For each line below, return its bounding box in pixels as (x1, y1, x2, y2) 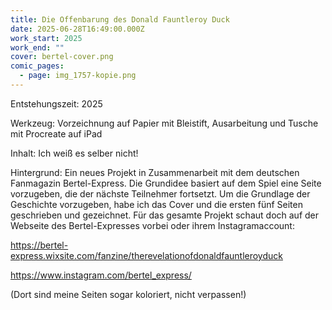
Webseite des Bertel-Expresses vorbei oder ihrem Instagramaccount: (10, 219, 295, 231)
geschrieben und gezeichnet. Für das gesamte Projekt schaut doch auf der (10, 209, 320, 221)
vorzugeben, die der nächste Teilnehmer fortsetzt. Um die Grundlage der (10, 187, 311, 200)
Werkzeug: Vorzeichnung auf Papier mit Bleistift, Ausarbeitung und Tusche (10, 117, 319, 129)
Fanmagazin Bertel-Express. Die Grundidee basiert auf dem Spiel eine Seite (10, 177, 322, 189)
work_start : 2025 (10, 33, 83, 43)
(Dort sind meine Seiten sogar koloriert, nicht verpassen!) (10, 288, 247, 300)
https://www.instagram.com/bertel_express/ (10, 269, 192, 281)
